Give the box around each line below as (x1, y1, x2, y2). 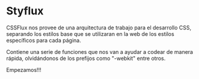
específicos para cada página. (6, 37, 81, 44)
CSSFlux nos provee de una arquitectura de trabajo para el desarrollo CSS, (6, 24, 192, 31)
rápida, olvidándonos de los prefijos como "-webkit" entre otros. (6, 54, 166, 62)
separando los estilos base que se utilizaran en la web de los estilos (6, 30, 174, 37)
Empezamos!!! (6, 66, 41, 73)
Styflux (6, 4, 44, 18)
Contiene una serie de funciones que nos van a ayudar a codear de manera (6, 48, 194, 55)
